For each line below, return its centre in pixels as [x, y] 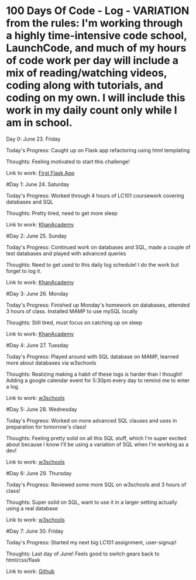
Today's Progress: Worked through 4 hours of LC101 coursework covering [95, 195]
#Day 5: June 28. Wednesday [42, 409]
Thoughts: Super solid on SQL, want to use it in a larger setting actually [92, 502]
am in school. [39, 123]
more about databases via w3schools [51, 363]
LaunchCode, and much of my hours [96, 48]
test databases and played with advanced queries [66, 253]
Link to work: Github [30, 571]
